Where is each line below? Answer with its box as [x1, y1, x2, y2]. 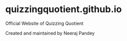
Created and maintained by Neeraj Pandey [5, 30, 95, 36]
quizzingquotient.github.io [5, 4, 122, 15]
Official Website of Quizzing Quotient [5, 20, 83, 26]
